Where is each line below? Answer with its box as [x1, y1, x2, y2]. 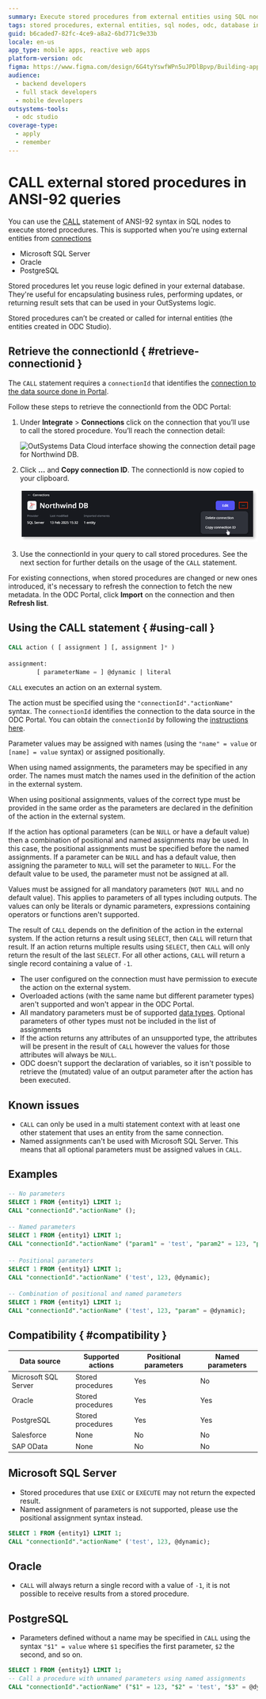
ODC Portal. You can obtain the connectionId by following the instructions [8, 715, 249, 725]
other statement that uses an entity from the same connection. [19, 1128, 224, 1137]
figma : [8, 63, 30, 71]
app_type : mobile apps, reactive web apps [8, 46, 150, 55]
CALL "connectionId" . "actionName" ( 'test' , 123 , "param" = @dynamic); [8, 1307, 246, 1315]
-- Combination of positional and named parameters [8, 1290, 182, 1298]
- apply [15, 130, 41, 138]
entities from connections [8, 233, 92, 243]
